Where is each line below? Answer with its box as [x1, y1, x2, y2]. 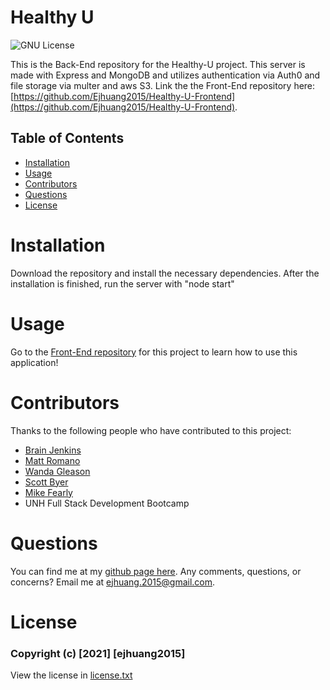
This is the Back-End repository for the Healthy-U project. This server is [10, 58, 306, 70]
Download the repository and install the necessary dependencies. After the [10, 267, 320, 279]
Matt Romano [24, 454, 81, 466]
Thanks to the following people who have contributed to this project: [10, 424, 292, 436]
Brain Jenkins [24, 444, 82, 456]
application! [10, 356, 59, 368]
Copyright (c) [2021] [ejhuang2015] [10, 646, 186, 660]
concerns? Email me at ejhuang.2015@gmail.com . [10, 576, 216, 588]
